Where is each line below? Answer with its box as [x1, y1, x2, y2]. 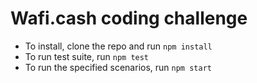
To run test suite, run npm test [24, 50, 150, 62]
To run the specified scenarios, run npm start [24, 61, 212, 73]
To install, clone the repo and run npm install [24, 40, 213, 52]
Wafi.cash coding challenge [10, 7, 248, 30]
